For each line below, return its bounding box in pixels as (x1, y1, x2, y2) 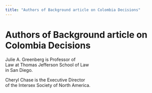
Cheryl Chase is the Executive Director (5, 76, 86, 83)
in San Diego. (5, 67, 33, 73)
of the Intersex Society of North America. (5, 82, 91, 88)
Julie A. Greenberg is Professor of (5, 56, 76, 62)
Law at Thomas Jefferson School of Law (5, 61, 89, 68)
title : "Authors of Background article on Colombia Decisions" (5, 7, 141, 13)
